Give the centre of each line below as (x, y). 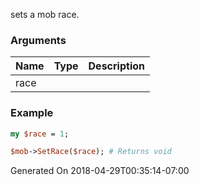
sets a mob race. (45, 14)
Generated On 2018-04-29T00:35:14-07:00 (100, 171)
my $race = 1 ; (40, 134)
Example (32, 113)
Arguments (38, 40)
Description (116, 66)
